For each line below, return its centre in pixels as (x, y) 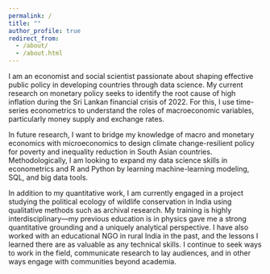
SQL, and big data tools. (48, 177)
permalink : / (30, 16)
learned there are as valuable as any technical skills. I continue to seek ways (135, 244)
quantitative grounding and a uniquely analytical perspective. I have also (129, 227)
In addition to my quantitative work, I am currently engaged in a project (126, 193)
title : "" (25, 23)
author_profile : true (45, 31)
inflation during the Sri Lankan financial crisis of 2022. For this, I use (122, 102)
